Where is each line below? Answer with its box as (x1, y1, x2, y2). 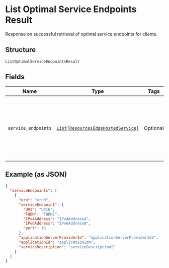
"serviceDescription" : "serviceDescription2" (18, 244, 116, 249)
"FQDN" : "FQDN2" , (23, 211, 59, 217)
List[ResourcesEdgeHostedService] (56, 125, 139, 131)
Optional (144, 125, 164, 132)
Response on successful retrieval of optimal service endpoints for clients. (5, 31, 157, 37)
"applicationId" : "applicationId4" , (18, 240, 96, 245)
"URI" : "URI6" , (23, 207, 55, 212)
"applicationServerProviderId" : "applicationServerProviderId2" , (18, 235, 158, 240)
